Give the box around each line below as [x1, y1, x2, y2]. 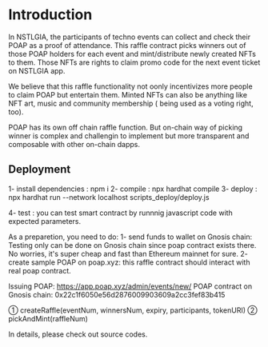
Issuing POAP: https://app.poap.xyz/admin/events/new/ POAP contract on [8, 281, 253, 291]
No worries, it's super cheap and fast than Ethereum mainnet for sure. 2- [8, 249, 248, 258]
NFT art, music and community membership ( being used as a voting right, [8, 98, 254, 108]
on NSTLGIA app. [8, 66, 66, 75]
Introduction [8, 6, 93, 24]
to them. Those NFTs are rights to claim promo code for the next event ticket [8, 58, 261, 67]
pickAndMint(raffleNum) [8, 313, 88, 323]
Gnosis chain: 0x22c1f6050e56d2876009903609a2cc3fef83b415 [8, 289, 226, 299]
